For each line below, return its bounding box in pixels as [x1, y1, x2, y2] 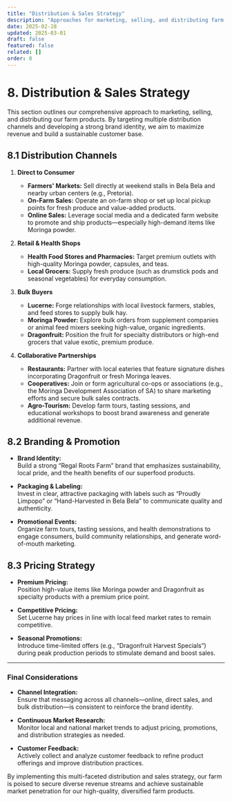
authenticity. [17, 504, 53, 513]
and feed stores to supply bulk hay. [27, 308, 128, 316]
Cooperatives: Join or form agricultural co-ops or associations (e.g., [27, 379, 223, 388]
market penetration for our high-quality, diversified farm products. [7, 787, 195, 795]
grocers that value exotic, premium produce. [27, 338, 154, 346]
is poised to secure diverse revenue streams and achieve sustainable [7, 780, 204, 788]
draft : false [7, 36, 45, 43]
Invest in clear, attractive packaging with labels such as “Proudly [17, 490, 201, 498]
